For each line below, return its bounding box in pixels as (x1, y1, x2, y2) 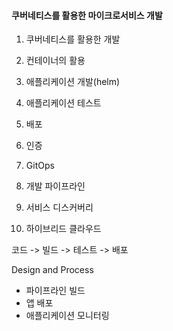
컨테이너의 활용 (25, 55, 86, 67)
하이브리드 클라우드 (25, 223, 102, 235)
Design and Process (11, 264, 94, 276)
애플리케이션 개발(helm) (25, 76, 121, 88)
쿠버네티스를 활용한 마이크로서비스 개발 (11, 9, 163, 21)
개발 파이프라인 (25, 180, 86, 192)
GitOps (25, 160, 55, 172)
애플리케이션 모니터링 (25, 310, 110, 322)
